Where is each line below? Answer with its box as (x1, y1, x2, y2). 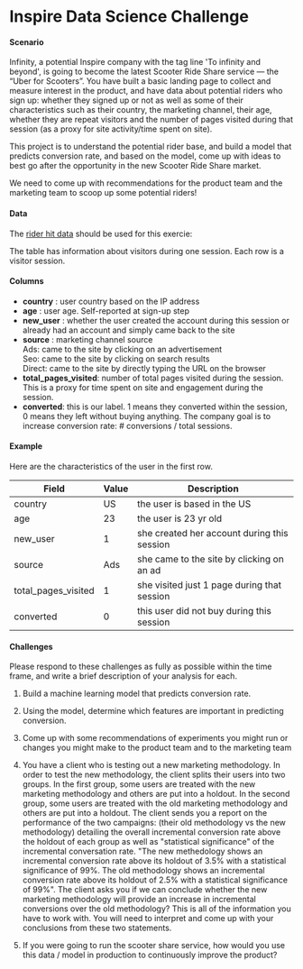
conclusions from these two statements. (22, 922, 172, 934)
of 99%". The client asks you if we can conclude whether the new (22, 884, 268, 895)
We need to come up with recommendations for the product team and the (9, 178, 283, 188)
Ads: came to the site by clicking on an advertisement (22, 343, 223, 354)
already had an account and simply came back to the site (22, 325, 235, 335)
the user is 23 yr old (136, 512, 223, 525)
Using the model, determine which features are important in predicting (22, 706, 284, 717)
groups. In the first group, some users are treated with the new (22, 779, 256, 790)
